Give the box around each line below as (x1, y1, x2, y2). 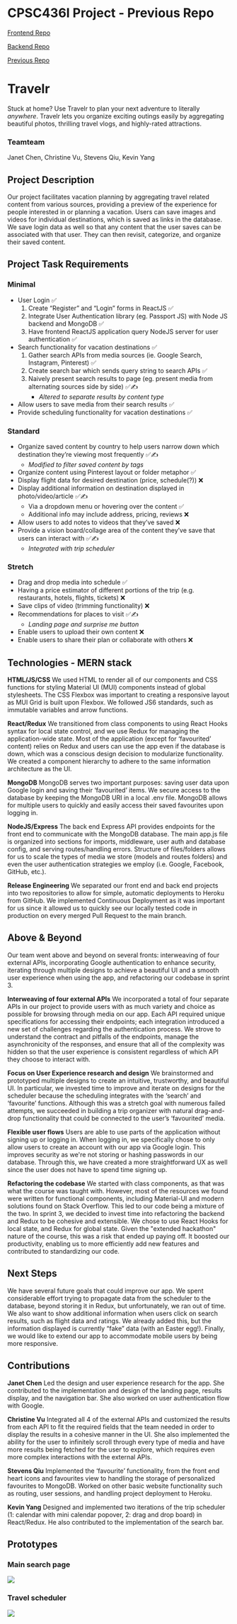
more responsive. (7, 1339, 59, 1347)
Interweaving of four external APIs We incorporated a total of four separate (7, 995, 230, 1003)
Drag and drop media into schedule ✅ (17, 578, 128, 587)
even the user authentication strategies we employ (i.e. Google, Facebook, (7, 860, 224, 868)
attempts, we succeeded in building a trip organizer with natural (7, 1106, 193, 1115)
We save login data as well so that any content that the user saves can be (7, 222, 221, 231)
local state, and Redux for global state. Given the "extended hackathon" (7, 1224, 216, 1232)
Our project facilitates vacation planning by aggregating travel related (7, 192, 210, 201)
